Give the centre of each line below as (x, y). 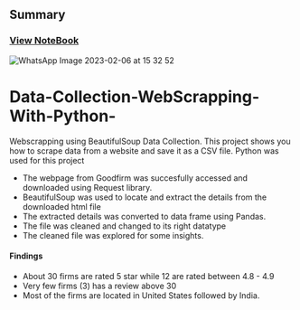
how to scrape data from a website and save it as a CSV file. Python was (144, 150)
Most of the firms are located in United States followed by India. (141, 295)
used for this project (47, 160)
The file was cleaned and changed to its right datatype (124, 226)
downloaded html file (61, 206)
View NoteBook (44, 41)
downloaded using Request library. (87, 187)
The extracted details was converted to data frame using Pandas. (144, 216)
